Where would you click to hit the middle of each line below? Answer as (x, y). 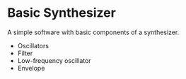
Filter (25, 53)
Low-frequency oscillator (54, 60)
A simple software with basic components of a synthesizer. (93, 32)
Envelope (31, 68)
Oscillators (33, 45)
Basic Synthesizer (62, 13)
